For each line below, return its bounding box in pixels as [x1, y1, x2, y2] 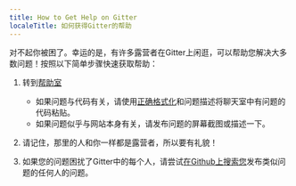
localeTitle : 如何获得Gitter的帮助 [9, 21, 132, 30]
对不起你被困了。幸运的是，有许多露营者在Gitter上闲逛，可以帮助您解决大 [9, 46, 280, 58]
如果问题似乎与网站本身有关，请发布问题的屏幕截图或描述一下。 [35, 117, 270, 129]
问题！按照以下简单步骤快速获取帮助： [16, 58, 158, 69]
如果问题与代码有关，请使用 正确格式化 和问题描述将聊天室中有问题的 [35, 95, 286, 107]
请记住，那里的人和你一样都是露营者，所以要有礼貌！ [21, 137, 218, 148]
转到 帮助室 [21, 77, 62, 87]
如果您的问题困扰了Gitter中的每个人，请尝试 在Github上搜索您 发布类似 [21, 156, 278, 166]
